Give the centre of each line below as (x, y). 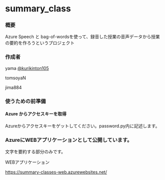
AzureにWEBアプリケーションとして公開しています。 (69, 140)
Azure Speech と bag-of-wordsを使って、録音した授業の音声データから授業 (82, 37)
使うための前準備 (26, 101)
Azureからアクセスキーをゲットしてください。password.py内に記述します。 (82, 126)
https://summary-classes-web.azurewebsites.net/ (56, 172)
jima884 (14, 87)
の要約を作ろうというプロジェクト (40, 43)
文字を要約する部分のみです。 (35, 152)
